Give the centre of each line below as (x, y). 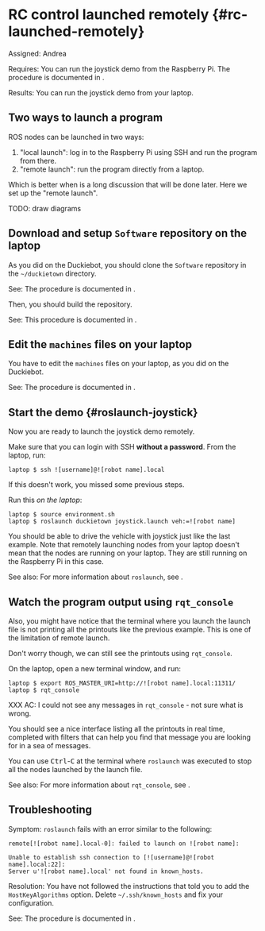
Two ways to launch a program (86, 118)
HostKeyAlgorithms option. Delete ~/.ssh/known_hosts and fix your (116, 894)
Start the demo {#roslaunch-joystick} (103, 412)
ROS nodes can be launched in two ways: (76, 137)
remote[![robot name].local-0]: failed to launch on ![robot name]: (124, 844)
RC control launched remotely (109, 15)
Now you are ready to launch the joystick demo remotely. (102, 431)
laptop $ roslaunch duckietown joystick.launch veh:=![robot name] (122, 522)
